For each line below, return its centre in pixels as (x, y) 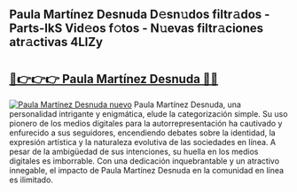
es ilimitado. (31, 180)
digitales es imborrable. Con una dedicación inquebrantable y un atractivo (145, 161)
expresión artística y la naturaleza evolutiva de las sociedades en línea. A (143, 142)
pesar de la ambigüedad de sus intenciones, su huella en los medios (134, 151)
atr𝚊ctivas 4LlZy (56, 42)
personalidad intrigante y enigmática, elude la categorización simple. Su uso (148, 114)
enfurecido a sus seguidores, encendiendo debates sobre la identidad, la (143, 133)
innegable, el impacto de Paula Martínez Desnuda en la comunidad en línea (147, 170)
